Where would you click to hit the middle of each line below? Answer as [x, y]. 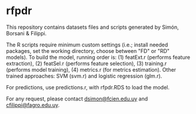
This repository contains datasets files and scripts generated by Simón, [93, 27]
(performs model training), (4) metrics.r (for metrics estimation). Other [91, 69]
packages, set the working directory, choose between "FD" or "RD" [88, 51]
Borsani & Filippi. [26, 33]
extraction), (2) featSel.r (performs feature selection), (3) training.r [87, 63]
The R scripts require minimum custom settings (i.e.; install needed [87, 45]
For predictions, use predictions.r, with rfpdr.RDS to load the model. [88, 87]
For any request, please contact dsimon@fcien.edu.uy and [77, 99]
